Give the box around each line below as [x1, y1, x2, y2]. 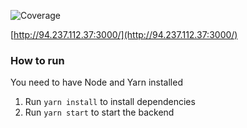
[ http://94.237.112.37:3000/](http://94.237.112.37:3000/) [10, 29, 238, 40]
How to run [10, 53, 65, 67]
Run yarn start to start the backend [24, 106, 175, 119]
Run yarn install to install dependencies [24, 96, 196, 108]
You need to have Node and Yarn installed [10, 76, 183, 89]
